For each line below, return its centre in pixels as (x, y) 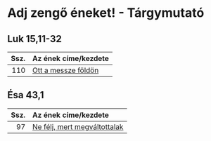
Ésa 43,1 (26, 95)
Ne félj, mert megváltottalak (78, 126)
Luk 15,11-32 (34, 39)
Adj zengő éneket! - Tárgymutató (106, 13)
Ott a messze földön (65, 70)
